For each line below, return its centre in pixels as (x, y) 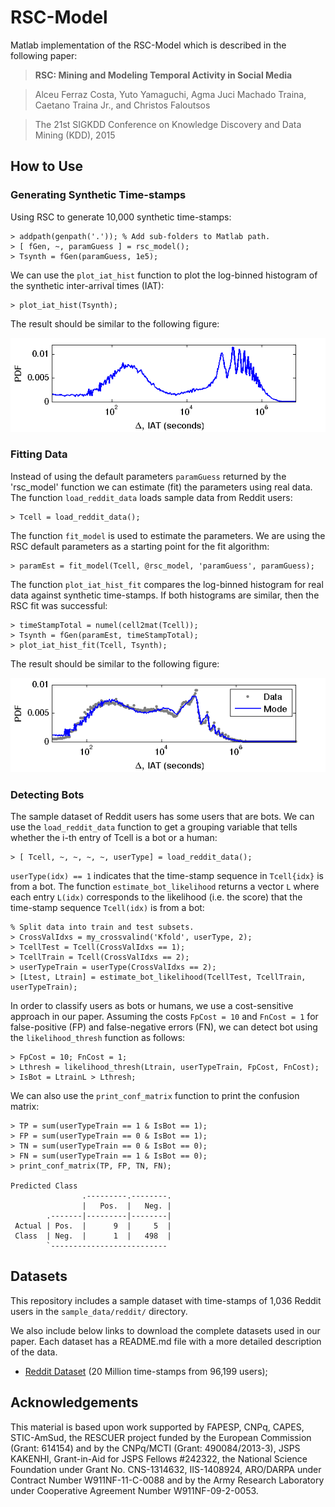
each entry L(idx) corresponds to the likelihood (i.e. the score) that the (156, 897)
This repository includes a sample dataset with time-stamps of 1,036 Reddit (166, 1300)
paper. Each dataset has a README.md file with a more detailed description (166, 1341)
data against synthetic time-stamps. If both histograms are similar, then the (165, 595)
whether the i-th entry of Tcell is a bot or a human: (114, 838)
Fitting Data (39, 454)
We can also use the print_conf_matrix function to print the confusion (155, 1096)
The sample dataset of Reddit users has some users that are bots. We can (162, 817)
